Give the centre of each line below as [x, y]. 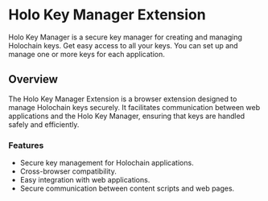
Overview [33, 79]
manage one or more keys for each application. [87, 54]
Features [26, 145]
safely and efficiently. [44, 124]
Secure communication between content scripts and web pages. [127, 189]
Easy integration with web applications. [85, 180]
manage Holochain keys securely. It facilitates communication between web [134, 107]
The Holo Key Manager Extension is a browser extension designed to [123, 99]
